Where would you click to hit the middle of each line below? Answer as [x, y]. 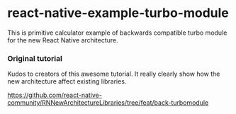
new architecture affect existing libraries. [67, 81]
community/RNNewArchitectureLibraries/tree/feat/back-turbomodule [108, 103]
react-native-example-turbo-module [118, 13]
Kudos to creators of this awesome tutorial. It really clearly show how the [114, 74]
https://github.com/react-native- [55, 95]
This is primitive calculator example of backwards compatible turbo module [117, 33]
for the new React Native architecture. [63, 40]
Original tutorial [35, 58]
